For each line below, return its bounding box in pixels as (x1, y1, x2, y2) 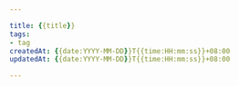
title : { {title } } (9, 21, 76, 30)
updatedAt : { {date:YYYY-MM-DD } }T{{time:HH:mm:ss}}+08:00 (9, 55, 231, 64)
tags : (9, 29, 30, 39)
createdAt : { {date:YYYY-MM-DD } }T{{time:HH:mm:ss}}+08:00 (9, 46, 231, 55)
